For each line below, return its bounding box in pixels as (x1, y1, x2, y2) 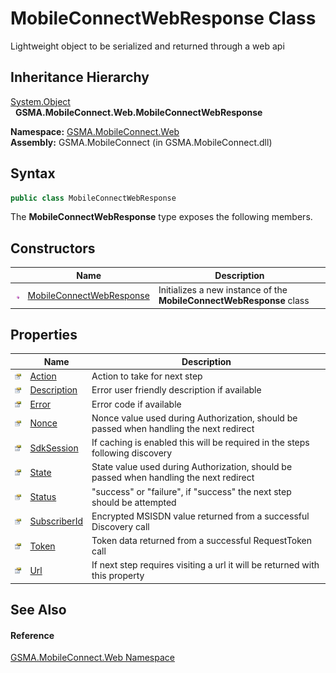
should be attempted (91, 496, 177, 508)
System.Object (10, 95, 71, 107)
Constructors (10, 240, 96, 257)
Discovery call (91, 520, 150, 532)
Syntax (10, 165, 56, 182)
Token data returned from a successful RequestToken (91, 535, 313, 547)
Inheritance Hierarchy (10, 69, 150, 86)
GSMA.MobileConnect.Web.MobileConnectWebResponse (14, 106, 263, 118)
